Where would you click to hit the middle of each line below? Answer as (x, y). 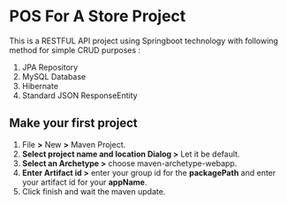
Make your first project (74, 123)
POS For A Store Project (98, 16)
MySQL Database (54, 76)
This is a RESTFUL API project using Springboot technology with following (143, 41)
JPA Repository (50, 67)
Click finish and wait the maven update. (94, 191)
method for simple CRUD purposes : (75, 49)
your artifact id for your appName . (84, 182)
